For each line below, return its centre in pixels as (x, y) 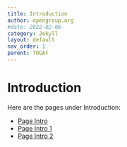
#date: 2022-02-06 (34, 27)
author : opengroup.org (41, 20)
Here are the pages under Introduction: (64, 107)
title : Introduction (38, 14)
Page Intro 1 (35, 128)
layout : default (31, 40)
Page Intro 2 (35, 136)
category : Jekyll (33, 33)
